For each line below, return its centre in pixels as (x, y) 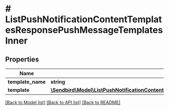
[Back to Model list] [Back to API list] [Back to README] (63, 102)
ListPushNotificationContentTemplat (84, 19)
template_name (27, 82)
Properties (22, 59)
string (58, 82)
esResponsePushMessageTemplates (84, 30)
